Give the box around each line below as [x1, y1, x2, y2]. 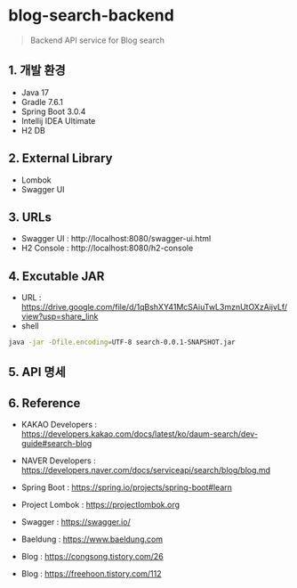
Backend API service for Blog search [29, 35, 165, 45]
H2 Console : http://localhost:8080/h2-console [20, 242, 194, 254]
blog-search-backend [8, 5, 174, 26]
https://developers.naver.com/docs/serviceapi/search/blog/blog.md [20, 465, 271, 476]
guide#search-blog [20, 438, 92, 449]
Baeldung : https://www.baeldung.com [20, 534, 164, 544]
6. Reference [8, 396, 81, 411]
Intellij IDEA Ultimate [20, 115, 96, 126]
